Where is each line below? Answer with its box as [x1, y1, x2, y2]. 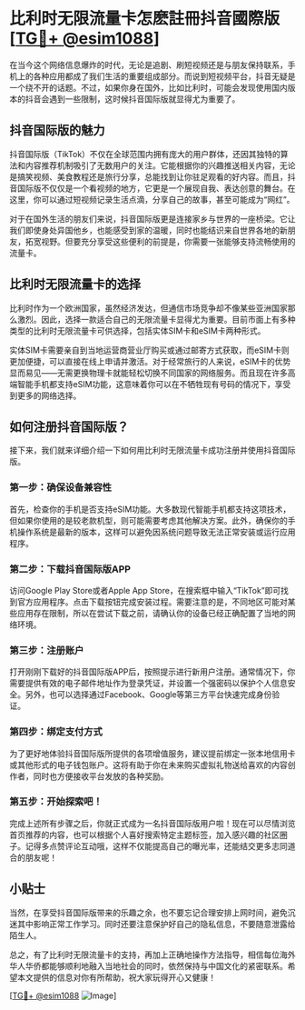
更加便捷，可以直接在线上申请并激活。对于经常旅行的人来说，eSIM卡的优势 [9, 355, 291, 366]
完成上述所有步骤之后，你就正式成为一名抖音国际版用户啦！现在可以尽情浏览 [9, 817, 296, 828]
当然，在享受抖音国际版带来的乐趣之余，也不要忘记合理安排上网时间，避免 [9, 906, 288, 918]
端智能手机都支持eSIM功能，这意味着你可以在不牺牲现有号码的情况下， [9, 378, 275, 389]
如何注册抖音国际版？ [9, 419, 129, 435]
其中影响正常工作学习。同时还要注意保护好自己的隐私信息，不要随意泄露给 [16, 918, 296, 929]
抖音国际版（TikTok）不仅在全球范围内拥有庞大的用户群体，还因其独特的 [9, 148, 281, 159]
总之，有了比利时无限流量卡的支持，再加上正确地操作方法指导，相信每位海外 [9, 949, 296, 960]
